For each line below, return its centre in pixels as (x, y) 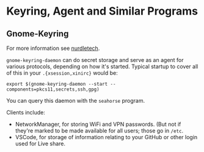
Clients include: (26, 112)
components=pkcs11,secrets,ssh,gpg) (53, 89)
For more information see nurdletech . (53, 48)
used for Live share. (40, 143)
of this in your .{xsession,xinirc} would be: (62, 73)
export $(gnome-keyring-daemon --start (57, 84)
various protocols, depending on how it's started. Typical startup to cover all (102, 66)
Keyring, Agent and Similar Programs (102, 11)
